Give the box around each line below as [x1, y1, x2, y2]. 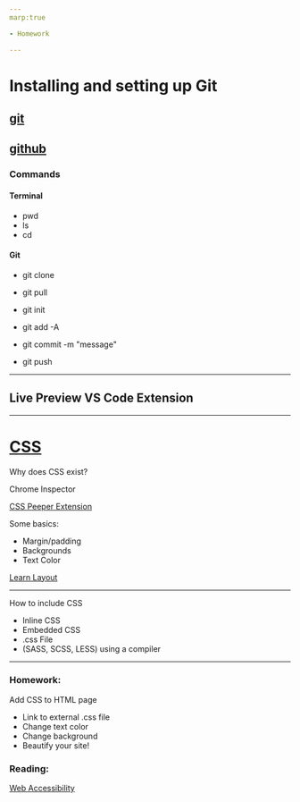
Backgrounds [21, 545, 71, 555]
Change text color [21, 721, 89, 731]
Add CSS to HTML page [9, 694, 97, 705]
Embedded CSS [21, 624, 81, 635]
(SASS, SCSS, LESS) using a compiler [21, 643, 162, 654]
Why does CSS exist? [9, 466, 88, 477]
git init [21, 304, 46, 315]
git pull [21, 287, 47, 298]
